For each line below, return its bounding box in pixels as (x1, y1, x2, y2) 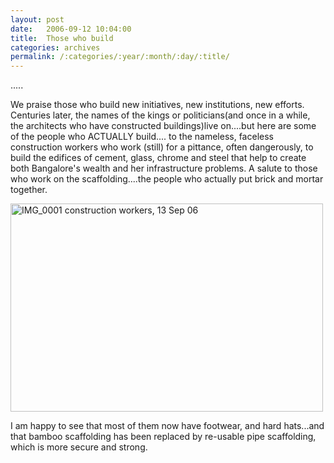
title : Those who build (10, 33, 114, 43)
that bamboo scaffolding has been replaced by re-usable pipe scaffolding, (10, 431, 317, 443)
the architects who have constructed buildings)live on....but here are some (10, 120, 317, 132)
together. (10, 184, 48, 196)
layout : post (10, 14, 65, 25)
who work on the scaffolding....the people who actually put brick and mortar (10, 173, 324, 185)
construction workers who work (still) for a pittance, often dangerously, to (10, 141, 314, 153)
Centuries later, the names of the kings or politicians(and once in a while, (10, 109, 311, 121)
